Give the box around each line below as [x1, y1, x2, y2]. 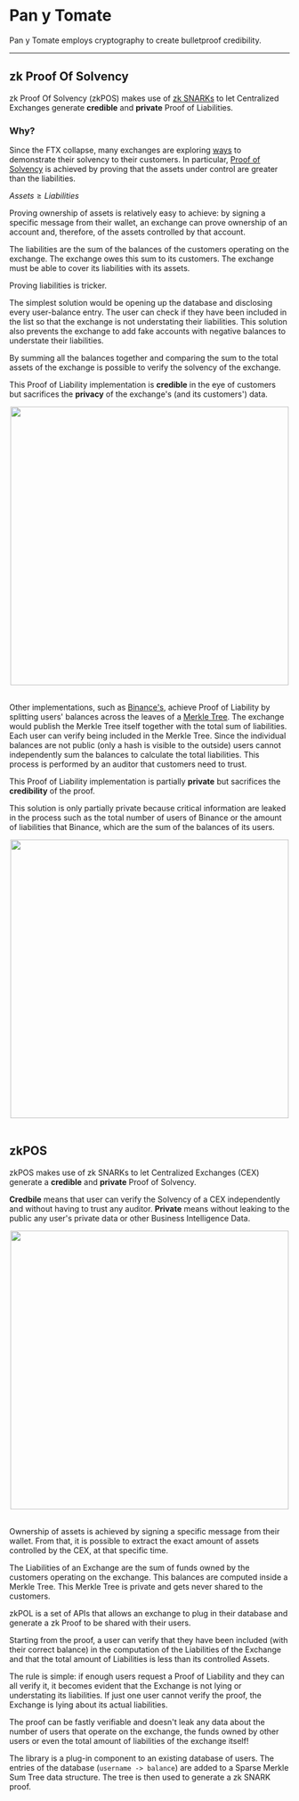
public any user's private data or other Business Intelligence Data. [9, 1213, 251, 1223]
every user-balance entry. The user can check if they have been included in [9, 307, 287, 317]
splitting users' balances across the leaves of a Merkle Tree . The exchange [9, 711, 285, 722]
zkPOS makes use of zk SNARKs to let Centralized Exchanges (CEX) [9, 1167, 260, 1178]
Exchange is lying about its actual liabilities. [9, 1699, 168, 1710]
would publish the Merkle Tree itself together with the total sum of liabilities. [9, 721, 287, 732]
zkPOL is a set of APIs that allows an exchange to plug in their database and [9, 1608, 288, 1618]
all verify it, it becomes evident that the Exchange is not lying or [9, 1680, 242, 1690]
